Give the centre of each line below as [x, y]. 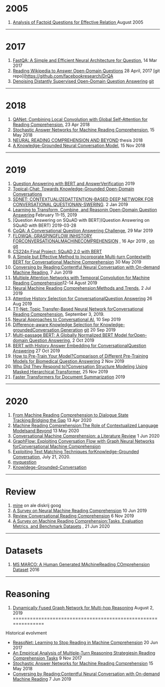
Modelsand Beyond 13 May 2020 [46, 430]
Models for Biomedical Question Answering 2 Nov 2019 [68, 361]
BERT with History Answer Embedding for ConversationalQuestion [79, 345]
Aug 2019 [22, 303]
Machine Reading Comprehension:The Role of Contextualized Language [85, 425]
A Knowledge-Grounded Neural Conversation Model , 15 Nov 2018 [79, 145]
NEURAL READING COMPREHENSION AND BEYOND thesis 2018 [78, 140]
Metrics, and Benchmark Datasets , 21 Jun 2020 [61, 526]
